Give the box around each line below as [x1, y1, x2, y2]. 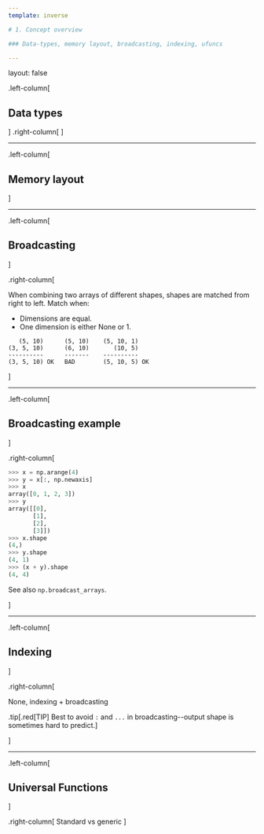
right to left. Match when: [8, 298, 90, 307]
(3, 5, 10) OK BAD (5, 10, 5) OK [8, 358, 149, 366]
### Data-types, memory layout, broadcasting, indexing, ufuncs [8, 40, 223, 48]
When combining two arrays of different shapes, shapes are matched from [8, 290, 250, 299]
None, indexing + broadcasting [8, 696, 108, 706]
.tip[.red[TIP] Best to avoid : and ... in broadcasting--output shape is [8, 712, 234, 722]
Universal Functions [8, 781, 108, 794]
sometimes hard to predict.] [8, 720, 98, 729]
